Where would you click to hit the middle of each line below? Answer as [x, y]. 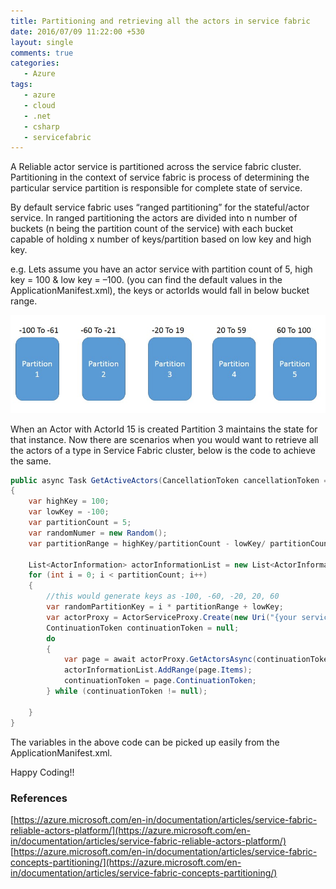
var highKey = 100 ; [69, 501]
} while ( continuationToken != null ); [127, 691]
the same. [31, 461]
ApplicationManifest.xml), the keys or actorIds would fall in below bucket [160, 291]
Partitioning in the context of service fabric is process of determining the [160, 177]
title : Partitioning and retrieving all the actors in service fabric [160, 21]
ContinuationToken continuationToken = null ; [143, 628]
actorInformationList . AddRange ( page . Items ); [158, 670]
